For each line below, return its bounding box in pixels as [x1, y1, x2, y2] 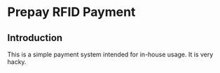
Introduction [7, 32, 63, 44]
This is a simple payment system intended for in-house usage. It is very [7, 50, 214, 58]
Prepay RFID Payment [7, 4, 136, 20]
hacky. [7, 58, 27, 66]
